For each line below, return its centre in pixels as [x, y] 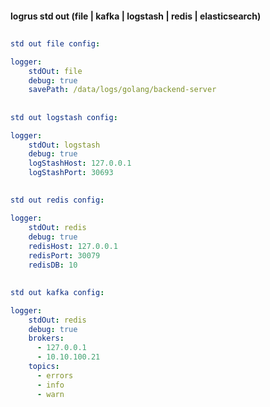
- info [50, 385]
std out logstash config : [64, 117]
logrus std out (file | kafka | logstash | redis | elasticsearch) [136, 16]
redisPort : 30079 [64, 255]
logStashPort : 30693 [71, 173]
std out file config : [55, 43]
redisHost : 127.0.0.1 [73, 246]
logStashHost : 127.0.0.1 [80, 163]
